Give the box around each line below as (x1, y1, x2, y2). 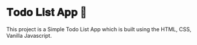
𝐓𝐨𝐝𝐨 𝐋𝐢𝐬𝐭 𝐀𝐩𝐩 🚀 (6, 5, 87, 19)
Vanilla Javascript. (6, 32, 52, 39)
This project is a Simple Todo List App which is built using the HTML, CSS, (6, 25, 192, 32)
